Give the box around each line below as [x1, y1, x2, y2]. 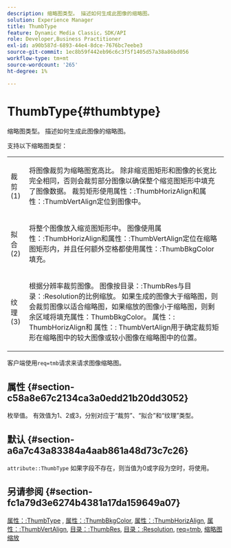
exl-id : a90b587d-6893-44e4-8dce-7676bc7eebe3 [7, 42, 143, 49]
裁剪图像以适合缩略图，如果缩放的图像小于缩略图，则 [35, 302, 208, 312]
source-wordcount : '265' [7, 61, 78, 68]
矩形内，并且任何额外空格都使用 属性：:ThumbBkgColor [35, 244, 214, 254]
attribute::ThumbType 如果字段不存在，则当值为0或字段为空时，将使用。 [7, 464, 213, 472]
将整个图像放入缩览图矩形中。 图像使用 [28, 223, 155, 233]
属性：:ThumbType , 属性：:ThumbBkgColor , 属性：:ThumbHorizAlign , [7, 516, 206, 525]
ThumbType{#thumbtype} [7, 103, 162, 119]
